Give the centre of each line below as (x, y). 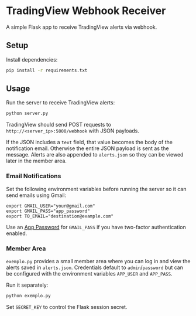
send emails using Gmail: (36, 195)
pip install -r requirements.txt (47, 70)
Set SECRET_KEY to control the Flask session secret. (67, 307)
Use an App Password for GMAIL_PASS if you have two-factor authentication (96, 227)
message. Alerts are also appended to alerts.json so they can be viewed (95, 155)
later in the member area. (37, 161)
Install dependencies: (32, 59)
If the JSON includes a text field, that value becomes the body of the (89, 142)
